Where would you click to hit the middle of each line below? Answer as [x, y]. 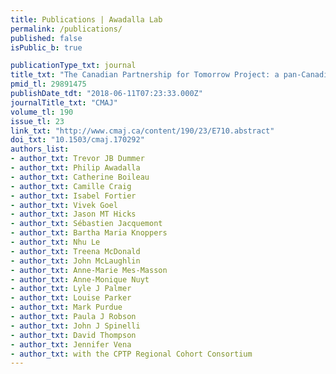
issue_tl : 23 [37, 121]
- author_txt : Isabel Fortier [73, 196]
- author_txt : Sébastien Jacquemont [86, 224]
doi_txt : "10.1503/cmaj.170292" [77, 140]
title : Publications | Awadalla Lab [86, 19]
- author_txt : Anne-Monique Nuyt [80, 279]
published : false [46, 38]
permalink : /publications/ [66, 29]
